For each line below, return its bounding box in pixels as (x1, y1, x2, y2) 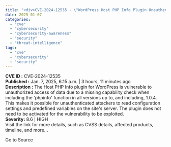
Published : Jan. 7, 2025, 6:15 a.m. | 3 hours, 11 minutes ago (5, 79, 131, 85)
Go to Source (5, 137, 33, 143)
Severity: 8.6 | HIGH (5, 116, 48, 122)
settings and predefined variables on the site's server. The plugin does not (5, 105, 161, 112)
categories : (5, 17, 31, 22)
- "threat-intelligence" (10, 41, 63, 46)
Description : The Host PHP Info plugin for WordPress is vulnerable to (5, 84, 152, 90)
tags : (5, 45, 17, 50)
